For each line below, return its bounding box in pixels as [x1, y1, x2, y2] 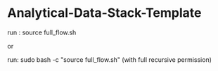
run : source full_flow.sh [7, 28, 77, 37]
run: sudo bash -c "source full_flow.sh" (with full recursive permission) [7, 55, 212, 64]
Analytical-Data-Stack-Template [7, 5, 202, 21]
